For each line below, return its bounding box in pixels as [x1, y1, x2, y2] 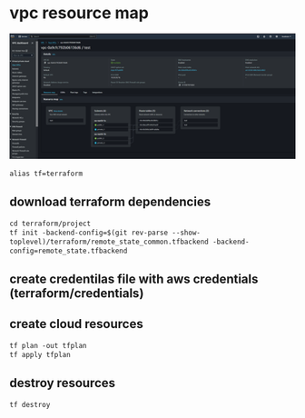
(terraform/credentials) [9, 285, 144, 301]
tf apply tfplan [9, 351, 71, 360]
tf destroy [9, 401, 51, 410]
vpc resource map [9, 3, 150, 24]
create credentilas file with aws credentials [9, 271, 259, 286]
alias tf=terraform [9, 169, 84, 179]
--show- [172, 228, 202, 238]
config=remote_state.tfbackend [9, 246, 128, 256]
